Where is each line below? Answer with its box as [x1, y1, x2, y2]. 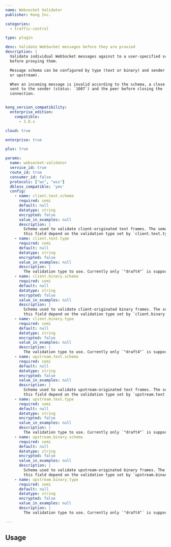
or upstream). [10, 72, 40, 78]
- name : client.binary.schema [14, 274, 79, 279]
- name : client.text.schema [14, 194, 74, 199]
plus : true [5, 146, 28, 151]
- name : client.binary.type [14, 316, 74, 321]
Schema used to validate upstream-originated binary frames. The [23, 468, 165, 473]
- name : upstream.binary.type [14, 477, 79, 482]
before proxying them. [10, 58, 58, 64]
